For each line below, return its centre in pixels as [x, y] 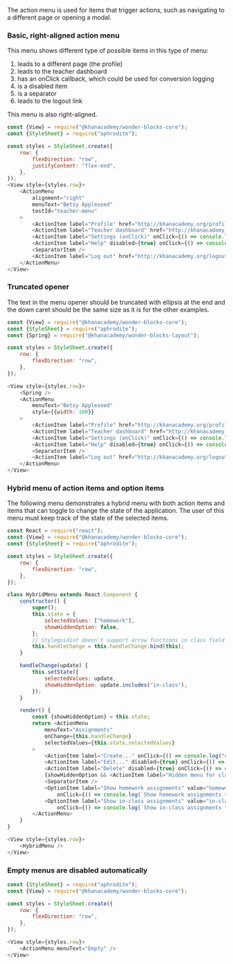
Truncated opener [38, 287]
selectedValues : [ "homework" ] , [89, 621]
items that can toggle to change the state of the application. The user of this [116, 511]
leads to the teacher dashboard [62, 72]
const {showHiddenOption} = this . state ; [91, 717]
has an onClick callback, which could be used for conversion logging [115, 79]
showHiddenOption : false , [81, 627]
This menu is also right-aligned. [52, 115]
